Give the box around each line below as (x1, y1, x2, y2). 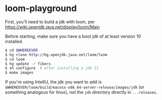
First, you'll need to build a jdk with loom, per (5, 19, 95, 25)
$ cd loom (5, 57, 25, 62)
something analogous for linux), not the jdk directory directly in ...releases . (5, 89, 158, 95)
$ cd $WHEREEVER (5, 48, 38, 53)
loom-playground (5, 3, 77, 14)
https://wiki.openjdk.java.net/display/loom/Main (5, 24, 100, 29)
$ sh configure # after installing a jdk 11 (5, 66, 98, 71)
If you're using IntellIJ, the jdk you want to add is (5, 79, 102, 85)
